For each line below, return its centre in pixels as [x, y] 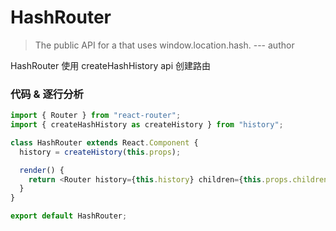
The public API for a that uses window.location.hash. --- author [164, 45]
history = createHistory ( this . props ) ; [100, 152]
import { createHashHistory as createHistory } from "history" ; [147, 125]
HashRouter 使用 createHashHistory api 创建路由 [110, 65]
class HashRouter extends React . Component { [104, 142]
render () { [42, 170]
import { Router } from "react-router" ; [96, 116]
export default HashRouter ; [69, 216]
